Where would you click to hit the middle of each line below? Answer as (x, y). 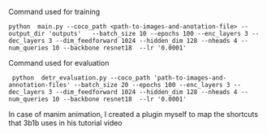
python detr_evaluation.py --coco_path (81, 78)
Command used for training (54, 12)
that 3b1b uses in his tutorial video (66, 123)
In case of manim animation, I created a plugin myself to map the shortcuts (133, 114)
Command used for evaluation (59, 63)
